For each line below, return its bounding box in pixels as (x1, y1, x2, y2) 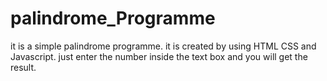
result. (10, 61, 37, 73)
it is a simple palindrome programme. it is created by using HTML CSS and (10, 40, 317, 52)
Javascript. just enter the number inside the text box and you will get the (10, 50, 308, 62)
